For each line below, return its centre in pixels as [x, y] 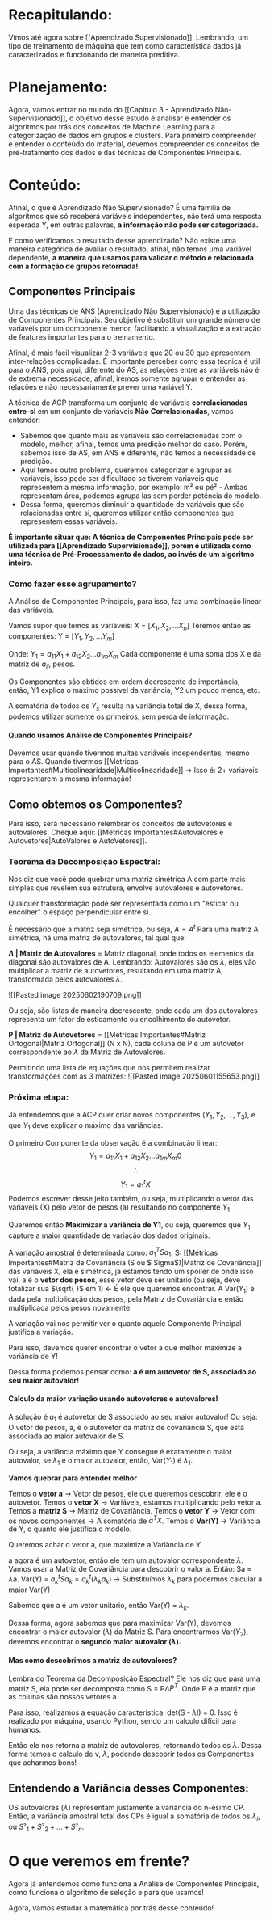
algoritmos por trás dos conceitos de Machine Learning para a [112, 126]
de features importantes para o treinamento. [82, 336]
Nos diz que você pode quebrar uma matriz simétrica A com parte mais [127, 880]
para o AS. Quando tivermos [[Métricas [73, 762]
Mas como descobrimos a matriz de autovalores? [93, 1660]
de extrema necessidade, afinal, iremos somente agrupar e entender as [127, 378]
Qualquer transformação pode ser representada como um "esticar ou [124, 904]
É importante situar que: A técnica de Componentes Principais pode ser [131, 537]
